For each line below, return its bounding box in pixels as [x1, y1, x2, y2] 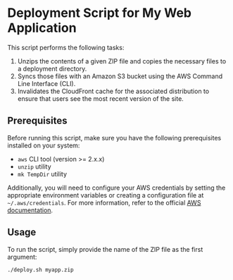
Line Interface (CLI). [17, 79, 76, 87]
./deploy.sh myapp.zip [7, 266, 74, 273]
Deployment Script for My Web [7, 5, 192, 21]
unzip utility [17, 162, 51, 171]
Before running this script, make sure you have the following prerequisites [7, 133, 222, 142]
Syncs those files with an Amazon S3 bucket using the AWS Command [17, 72, 223, 80]
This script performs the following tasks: [7, 43, 125, 51]
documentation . [7, 206, 53, 214]
